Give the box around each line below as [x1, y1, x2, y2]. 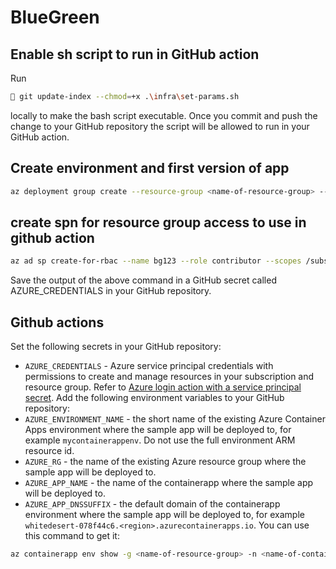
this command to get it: [24, 530, 120, 542]
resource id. [24, 445, 75, 457]
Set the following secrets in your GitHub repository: [10, 341, 222, 353]
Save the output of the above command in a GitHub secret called [10, 274, 277, 286]
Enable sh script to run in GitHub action [10, 46, 260, 63]
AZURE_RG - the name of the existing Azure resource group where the [24, 456, 307, 468]
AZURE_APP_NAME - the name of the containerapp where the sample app [24, 477, 314, 489]
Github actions [10, 314, 105, 331]
